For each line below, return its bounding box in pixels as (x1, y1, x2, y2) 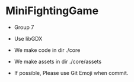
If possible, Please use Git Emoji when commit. (14, 69, 129, 76)
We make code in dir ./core (14, 46, 81, 54)
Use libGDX (14, 35, 43, 42)
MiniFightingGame (5, 4, 99, 18)
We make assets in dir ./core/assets (14, 58, 102, 65)
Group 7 (14, 24, 34, 31)
